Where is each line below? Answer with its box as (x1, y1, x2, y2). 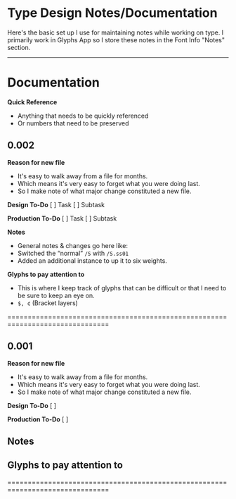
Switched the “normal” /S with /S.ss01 (17, 249, 129, 257)
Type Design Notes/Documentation (7, 5, 218, 21)
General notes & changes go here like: (17, 241, 129, 249)
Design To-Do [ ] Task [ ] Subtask (7, 200, 105, 209)
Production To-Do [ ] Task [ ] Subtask (7, 214, 117, 223)
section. (7, 43, 31, 51)
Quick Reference (7, 97, 58, 106)
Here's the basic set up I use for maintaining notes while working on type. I (7, 28, 224, 37)
